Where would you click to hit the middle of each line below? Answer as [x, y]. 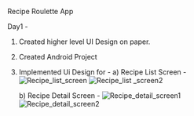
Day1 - [18, 26]
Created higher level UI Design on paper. [84, 42]
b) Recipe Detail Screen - [59, 96]
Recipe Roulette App [40, 11]
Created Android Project [58, 57]
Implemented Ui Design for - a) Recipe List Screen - [102, 72]
